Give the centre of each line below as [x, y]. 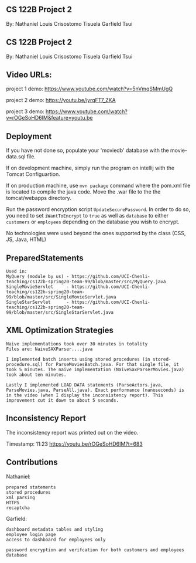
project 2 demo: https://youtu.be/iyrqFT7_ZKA [61, 100]
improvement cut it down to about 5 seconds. [62, 400]
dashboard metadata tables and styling [55, 529]
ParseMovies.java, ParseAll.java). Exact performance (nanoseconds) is [95, 390]
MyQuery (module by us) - [37, 277]
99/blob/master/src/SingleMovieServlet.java [61, 297]
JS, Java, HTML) [26, 239]
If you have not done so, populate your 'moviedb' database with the [87, 150]
